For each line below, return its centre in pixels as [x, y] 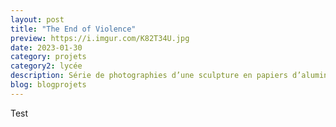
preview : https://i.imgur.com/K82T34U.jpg [100, 38]
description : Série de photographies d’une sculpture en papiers [149, 76]
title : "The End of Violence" [73, 29]
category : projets [48, 57]
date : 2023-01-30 [46, 47]
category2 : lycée [46, 66]
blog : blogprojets [48, 85]
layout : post [37, 19]
